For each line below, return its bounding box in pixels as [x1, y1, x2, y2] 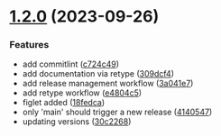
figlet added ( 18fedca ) [22, 97, 106, 108]
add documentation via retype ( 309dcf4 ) [22, 68, 174, 79]
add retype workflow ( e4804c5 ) [22, 87, 143, 98]
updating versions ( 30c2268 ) [22, 116, 132, 127]
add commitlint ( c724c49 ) [22, 59, 120, 69]
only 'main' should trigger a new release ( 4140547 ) [22, 106, 213, 118]
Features [9, 39, 50, 51]
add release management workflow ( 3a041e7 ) [22, 78, 194, 89]
